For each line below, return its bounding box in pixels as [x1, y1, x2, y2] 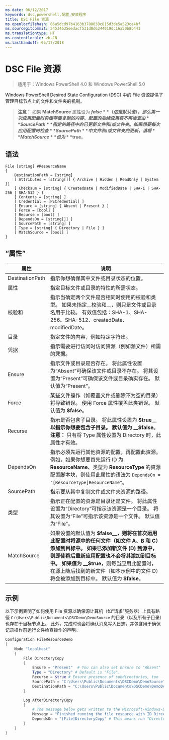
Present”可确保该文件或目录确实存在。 [62, 375, 153, 382]
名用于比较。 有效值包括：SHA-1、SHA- [50, 309, 147, 316]
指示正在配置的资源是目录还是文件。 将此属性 [50, 498, 157, 505]
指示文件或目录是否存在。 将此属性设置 [50, 360, 142, 367]
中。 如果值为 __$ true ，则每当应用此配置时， [50, 560, 157, 567]
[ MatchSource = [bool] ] [14, 230, 69, 235]
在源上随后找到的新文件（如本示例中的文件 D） [50, 567, 161, 574]
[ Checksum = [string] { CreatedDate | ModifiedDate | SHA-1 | [14, 186, 150, 191]
